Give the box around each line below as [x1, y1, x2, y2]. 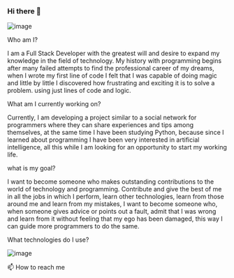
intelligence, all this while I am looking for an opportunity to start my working [7, 143, 227, 152]
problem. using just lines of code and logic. [7, 87, 131, 95]
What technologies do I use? [7, 235, 89, 244]
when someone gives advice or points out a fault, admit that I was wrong [7, 207, 217, 216]
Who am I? [7, 36, 38, 44]
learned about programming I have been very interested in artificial [7, 136, 200, 144]
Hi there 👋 [7, 6, 42, 16]
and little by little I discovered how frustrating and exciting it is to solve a [7, 79, 215, 87]
